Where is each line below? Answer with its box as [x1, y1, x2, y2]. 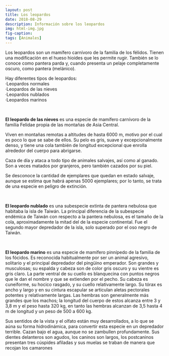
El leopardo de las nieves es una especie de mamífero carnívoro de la [5, 116, 151, 122]
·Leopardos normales [5, 80, 49, 86]
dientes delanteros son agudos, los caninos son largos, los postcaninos [5, 334, 154, 340]
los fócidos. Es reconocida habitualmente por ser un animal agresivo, [5, 255, 149, 261]
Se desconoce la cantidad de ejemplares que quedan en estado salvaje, [5, 172, 155, 178]
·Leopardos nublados [5, 91, 49, 97]
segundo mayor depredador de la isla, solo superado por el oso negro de [5, 224, 157, 230]
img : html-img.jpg [5, 26, 44, 31]
